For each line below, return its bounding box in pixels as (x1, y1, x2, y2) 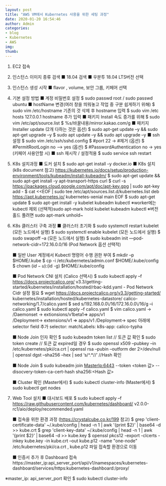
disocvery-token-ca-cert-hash (12, 368, 75, 374)
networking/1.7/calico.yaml (12, 301, 68, 307)
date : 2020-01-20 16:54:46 (5, 16, 61, 21)
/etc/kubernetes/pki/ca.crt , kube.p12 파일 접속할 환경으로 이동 (12, 444, 137, 450)
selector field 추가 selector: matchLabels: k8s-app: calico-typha (12, 323, 143, 329)
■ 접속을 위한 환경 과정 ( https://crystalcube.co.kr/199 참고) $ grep (12, 416, 145, 422)
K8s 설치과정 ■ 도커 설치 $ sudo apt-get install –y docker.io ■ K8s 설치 (12, 160, 156, 167)
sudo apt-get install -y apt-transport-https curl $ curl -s (12, 178, 126, 184)
